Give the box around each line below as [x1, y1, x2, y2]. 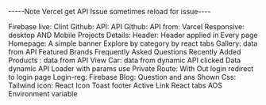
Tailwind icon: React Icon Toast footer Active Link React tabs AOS [8, 81, 223, 90]
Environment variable [8, 89, 78, 98]
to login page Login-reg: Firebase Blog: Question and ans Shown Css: [8, 73, 237, 81]
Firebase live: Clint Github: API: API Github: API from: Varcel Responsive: [8, 22, 245, 31]
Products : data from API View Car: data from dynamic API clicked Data [8, 55, 241, 65]
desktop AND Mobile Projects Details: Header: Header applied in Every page [8, 31, 258, 39]
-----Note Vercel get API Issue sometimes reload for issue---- [8, 7, 211, 16]
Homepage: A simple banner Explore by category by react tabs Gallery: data [8, 39, 258, 48]
